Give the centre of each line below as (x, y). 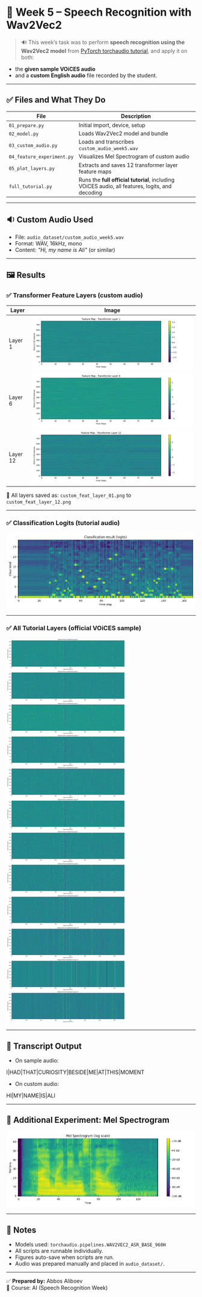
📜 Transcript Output (44, 1046)
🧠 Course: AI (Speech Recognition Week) (57, 1288)
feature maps (95, 171)
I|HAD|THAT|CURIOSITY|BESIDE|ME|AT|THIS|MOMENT (75, 1072)
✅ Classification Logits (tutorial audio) (63, 523)
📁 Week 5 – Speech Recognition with (99, 12)
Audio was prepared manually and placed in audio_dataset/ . (90, 1264)
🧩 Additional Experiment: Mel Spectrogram (88, 1120)
